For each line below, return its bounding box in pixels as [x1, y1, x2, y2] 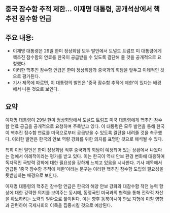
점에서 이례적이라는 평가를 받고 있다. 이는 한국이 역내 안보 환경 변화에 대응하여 [10, 153, 165, 159]
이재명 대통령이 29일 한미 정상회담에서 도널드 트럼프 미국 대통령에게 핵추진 [5, 117, 153, 123]
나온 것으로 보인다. [22, 86, 59, 92]
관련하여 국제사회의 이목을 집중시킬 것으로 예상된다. [10, 202, 113, 208]
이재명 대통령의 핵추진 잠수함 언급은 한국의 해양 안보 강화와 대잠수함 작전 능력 [5, 183, 158, 190]
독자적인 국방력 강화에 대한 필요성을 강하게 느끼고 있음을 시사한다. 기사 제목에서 [5, 159, 162, 166]
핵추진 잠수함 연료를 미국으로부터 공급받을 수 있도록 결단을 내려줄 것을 [10, 129, 149, 136]
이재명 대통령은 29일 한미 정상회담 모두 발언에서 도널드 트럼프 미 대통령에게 [12, 48, 162, 54]
